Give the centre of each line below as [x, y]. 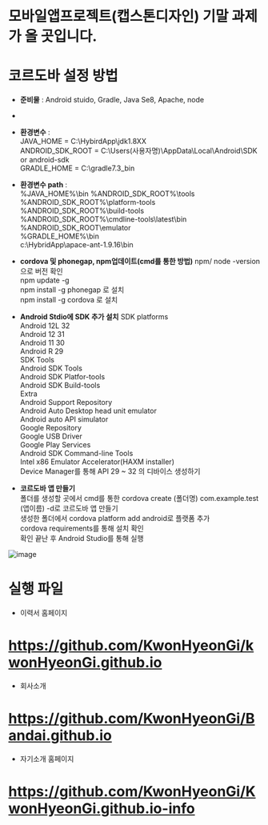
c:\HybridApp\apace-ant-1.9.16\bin [76, 245]
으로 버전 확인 [41, 271]
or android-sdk [44, 160]
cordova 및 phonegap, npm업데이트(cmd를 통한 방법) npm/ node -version [140, 262]
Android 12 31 [42, 334]
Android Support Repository [66, 402]
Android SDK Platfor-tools [62, 377]
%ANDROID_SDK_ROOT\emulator [75, 228]
